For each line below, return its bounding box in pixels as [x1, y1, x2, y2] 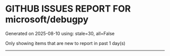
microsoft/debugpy [5, 14, 89, 25]
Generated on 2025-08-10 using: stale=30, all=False [5, 30, 115, 36]
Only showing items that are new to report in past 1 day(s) [5, 40, 125, 46]
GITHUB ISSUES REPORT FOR [5, 3, 131, 15]
